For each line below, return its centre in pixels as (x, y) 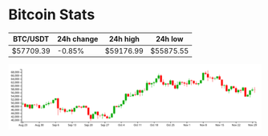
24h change (78, 39)
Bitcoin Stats (52, 15)
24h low (169, 39)
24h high (124, 39)
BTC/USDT (31, 39)
